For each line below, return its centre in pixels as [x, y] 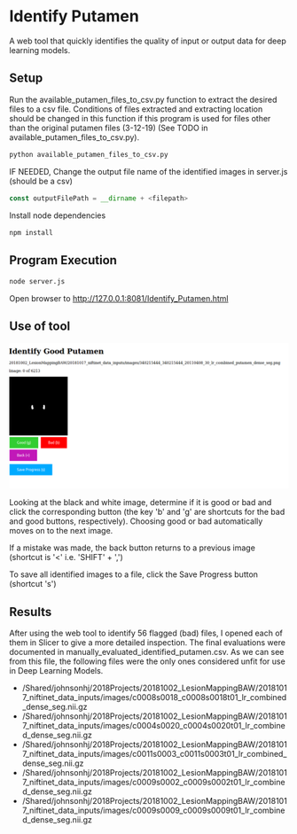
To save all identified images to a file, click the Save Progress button [134, 574]
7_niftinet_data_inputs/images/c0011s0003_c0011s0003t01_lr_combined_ [154, 754]
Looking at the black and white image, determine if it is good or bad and [141, 503]
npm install [31, 232]
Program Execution [63, 260]
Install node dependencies [58, 215]
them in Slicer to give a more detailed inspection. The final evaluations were [148, 643]
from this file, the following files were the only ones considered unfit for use [147, 661]
